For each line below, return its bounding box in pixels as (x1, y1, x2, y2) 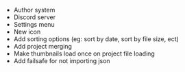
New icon (13, 27, 41, 36)
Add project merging (13, 43, 72, 50)
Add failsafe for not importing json (13, 57, 111, 64)
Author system (13, 6, 56, 14)
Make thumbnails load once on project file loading (13, 49, 156, 58)
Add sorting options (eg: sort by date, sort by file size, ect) (13, 35, 180, 43)
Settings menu (13, 21, 55, 28)
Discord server (13, 13, 56, 21)
